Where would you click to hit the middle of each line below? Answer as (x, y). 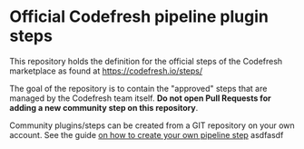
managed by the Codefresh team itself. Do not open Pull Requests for (140, 98)
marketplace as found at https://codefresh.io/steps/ (106, 71)
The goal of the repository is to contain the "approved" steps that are (138, 88)
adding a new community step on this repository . (104, 107)
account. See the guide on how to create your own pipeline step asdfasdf (147, 134)
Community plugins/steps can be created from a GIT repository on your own (152, 125)
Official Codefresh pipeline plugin (139, 17)
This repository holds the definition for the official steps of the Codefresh (146, 61)
